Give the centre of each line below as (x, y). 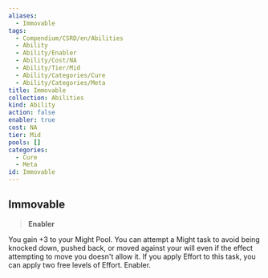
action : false (32, 113)
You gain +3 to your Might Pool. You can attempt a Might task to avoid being (134, 239)
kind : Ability (32, 105)
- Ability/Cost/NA (47, 61)
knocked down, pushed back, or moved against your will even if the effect (131, 248)
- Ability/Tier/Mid (48, 68)
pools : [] (25, 142)
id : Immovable (32, 172)
